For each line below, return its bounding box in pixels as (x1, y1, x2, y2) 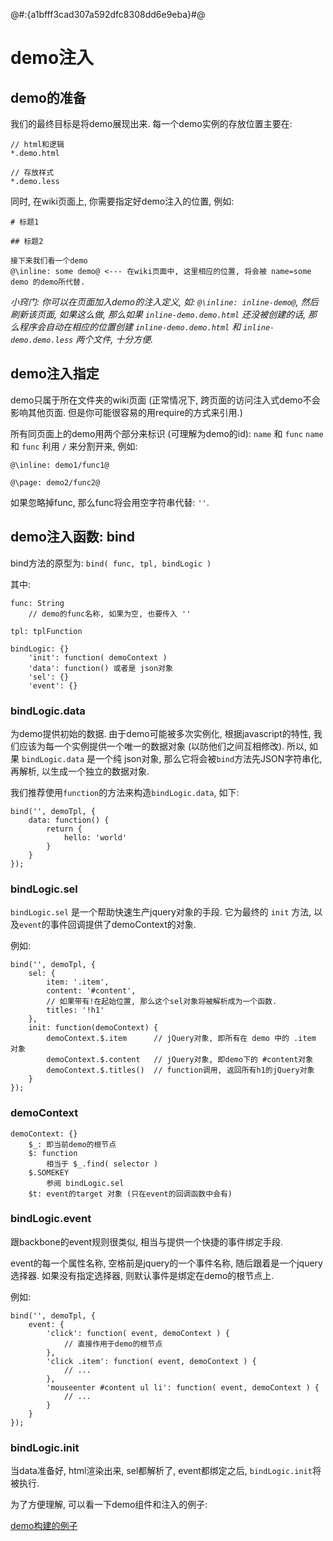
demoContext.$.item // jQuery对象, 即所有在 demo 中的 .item (46, 1034, 317, 1044)
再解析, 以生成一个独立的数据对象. (10, 765, 150, 777)
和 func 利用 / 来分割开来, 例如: (10, 440, 138, 452)
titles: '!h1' (46, 1005, 105, 1016)
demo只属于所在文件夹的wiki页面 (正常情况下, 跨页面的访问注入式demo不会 (10, 394, 321, 406)
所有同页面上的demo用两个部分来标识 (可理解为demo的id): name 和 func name (10, 427, 324, 439)
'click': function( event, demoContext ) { (46, 1328, 230, 1338)
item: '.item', (46, 977, 110, 988)
